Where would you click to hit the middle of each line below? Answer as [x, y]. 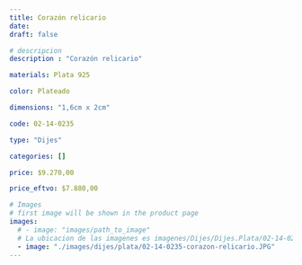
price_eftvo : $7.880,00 [54, 189]
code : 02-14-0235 [42, 124]
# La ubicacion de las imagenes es [84, 238]
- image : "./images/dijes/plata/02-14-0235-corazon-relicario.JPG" [147, 247]
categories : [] [38, 156]
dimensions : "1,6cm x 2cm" [60, 108]
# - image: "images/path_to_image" [84, 230]
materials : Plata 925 [50, 75]
